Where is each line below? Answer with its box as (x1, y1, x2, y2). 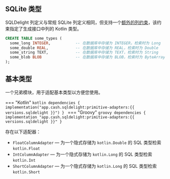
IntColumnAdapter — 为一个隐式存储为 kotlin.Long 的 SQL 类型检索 (12, 151, 153, 157)
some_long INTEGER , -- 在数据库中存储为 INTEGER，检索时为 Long (10, 40, 161, 46)
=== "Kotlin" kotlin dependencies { (5, 99, 80, 105)
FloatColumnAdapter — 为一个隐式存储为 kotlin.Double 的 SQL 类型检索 (12, 139, 161, 145)
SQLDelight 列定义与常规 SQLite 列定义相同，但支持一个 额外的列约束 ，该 (5, 19, 157, 25)
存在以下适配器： (5, 129, 41, 135)
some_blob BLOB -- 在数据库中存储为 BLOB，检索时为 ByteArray (10, 55, 165, 60)
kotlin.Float (12, 146, 40, 151)
